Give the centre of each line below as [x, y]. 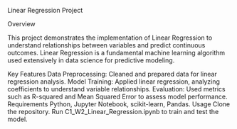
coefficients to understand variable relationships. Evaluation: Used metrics [116, 89]
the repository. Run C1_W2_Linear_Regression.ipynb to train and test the [113, 112]
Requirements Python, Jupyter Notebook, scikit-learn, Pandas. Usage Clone [118, 104]
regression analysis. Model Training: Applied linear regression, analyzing [114, 82]
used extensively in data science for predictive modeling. [91, 60]
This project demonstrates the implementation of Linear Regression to [110, 38]
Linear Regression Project [45, 10]
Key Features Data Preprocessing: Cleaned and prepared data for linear [112, 74]
